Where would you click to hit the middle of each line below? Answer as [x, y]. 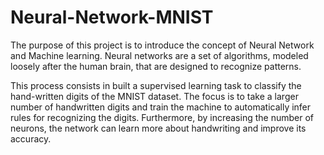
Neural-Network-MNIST [112, 17]
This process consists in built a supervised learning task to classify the [156, 85]
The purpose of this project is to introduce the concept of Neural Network [162, 45]
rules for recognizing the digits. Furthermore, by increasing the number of [162, 117]
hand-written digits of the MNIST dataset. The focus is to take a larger [154, 96]
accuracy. [31, 138]
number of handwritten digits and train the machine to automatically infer [161, 107]
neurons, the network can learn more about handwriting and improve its [158, 128]
